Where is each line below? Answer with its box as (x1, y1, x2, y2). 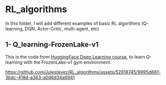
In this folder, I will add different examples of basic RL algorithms (5, 20, 141, 26)
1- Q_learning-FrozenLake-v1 (5, 40, 99, 49)
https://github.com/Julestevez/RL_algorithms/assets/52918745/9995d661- (5, 69, 161, 75)
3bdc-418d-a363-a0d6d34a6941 (5, 74, 75, 80)
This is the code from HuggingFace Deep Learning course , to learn (5, 54, 146, 60)
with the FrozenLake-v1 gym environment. (23, 59, 112, 65)
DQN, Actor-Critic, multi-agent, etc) (24, 25, 99, 31)
